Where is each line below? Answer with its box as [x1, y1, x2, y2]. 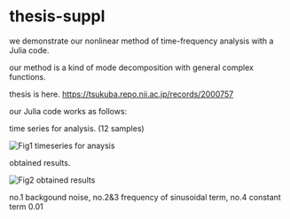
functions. [9, 71, 46, 82]
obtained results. [9, 157, 71, 168]
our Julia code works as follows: [9, 106, 128, 116]
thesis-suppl [9, 6, 106, 27]
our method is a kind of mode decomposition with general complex [9, 62, 255, 73]
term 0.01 [9, 201, 43, 212]
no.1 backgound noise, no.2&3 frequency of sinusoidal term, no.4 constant [9, 192, 281, 202]
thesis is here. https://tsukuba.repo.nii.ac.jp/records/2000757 [9, 89, 234, 99]
